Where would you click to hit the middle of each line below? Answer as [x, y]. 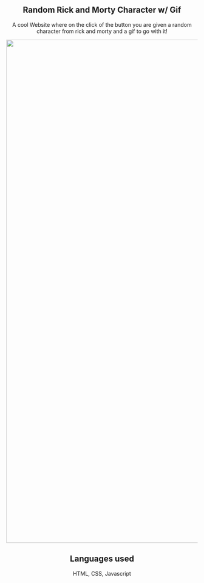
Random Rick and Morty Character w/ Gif [102, 10]
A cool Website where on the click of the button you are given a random [102, 24]
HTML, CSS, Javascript [102, 573]
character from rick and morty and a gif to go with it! [102, 31]
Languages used [102, 559]
